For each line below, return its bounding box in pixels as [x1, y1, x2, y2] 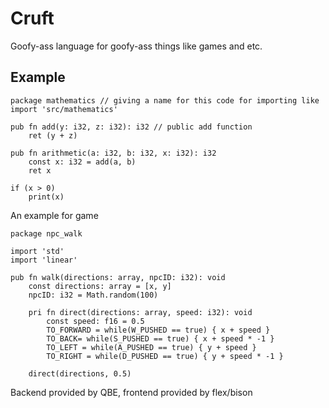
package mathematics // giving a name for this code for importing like [10, 95, 320, 106]
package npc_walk [10, 228, 83, 239]
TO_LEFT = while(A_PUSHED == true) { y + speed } [46, 342, 257, 352]
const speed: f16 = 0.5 [46, 316, 145, 326]
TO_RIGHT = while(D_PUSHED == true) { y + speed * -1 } [46, 351, 284, 361]
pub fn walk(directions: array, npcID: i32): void [10, 272, 226, 282]
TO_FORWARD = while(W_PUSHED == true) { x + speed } [46, 325, 271, 335]
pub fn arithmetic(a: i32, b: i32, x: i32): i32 [10, 148, 217, 158]
